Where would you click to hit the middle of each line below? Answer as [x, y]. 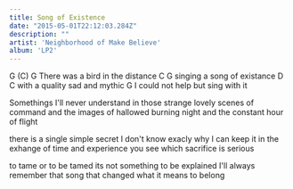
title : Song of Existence [57, 17]
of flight [24, 122]
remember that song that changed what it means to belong [117, 176]
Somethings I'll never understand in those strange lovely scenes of [132, 103]
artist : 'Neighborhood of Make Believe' [85, 42]
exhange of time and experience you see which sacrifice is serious [132, 149]
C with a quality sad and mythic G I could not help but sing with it [128, 86]
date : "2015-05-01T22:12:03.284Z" [73, 26]
